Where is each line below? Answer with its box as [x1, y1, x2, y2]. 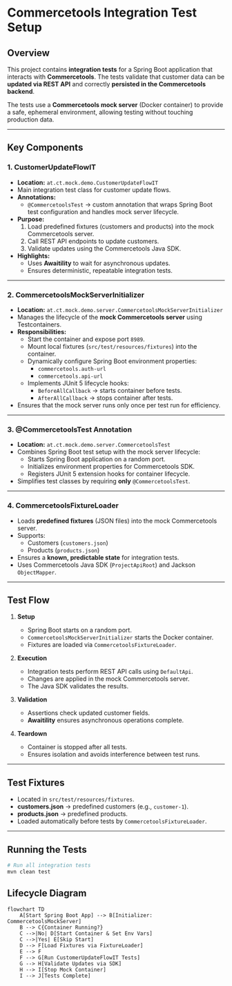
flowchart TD [7, 906, 45, 913]
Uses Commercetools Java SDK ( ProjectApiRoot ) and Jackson [17, 561, 195, 569]
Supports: [17, 531, 46, 539]
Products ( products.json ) [27, 545, 100, 554]
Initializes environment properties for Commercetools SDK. [27, 463, 195, 471]
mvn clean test [7, 868, 51, 875]
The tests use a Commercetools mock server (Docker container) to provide [7, 101, 224, 108]
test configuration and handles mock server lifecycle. [27, 207, 180, 215]
